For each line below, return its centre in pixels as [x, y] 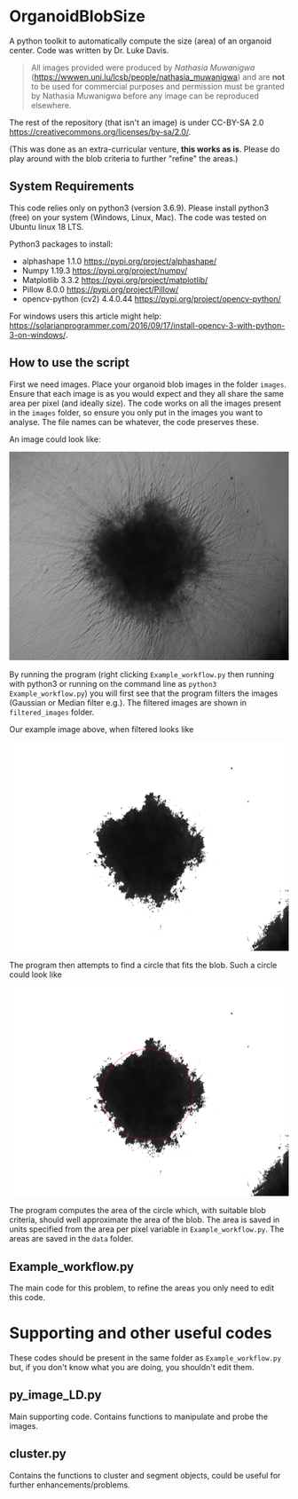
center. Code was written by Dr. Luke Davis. [89, 50]
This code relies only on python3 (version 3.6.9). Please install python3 [139, 208]
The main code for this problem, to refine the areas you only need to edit [142, 1288]
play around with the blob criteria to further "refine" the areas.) [124, 158]
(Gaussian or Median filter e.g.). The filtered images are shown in [128, 703]
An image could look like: [55, 439]
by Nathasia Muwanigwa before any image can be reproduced [145, 96]
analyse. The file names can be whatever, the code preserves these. [134, 422]
